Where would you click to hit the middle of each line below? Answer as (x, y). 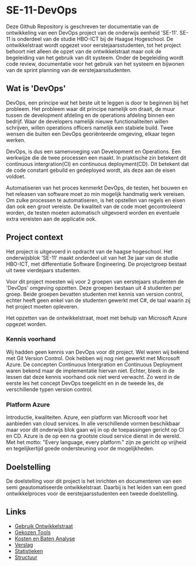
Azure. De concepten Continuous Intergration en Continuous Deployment (94, 364)
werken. (16, 140)
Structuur (26, 557)
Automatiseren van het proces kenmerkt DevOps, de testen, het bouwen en (97, 188)
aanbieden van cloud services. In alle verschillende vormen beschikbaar (93, 423)
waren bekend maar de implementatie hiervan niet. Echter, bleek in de (90, 371)
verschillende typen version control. (49, 389)
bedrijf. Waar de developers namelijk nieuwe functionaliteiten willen (87, 121)
